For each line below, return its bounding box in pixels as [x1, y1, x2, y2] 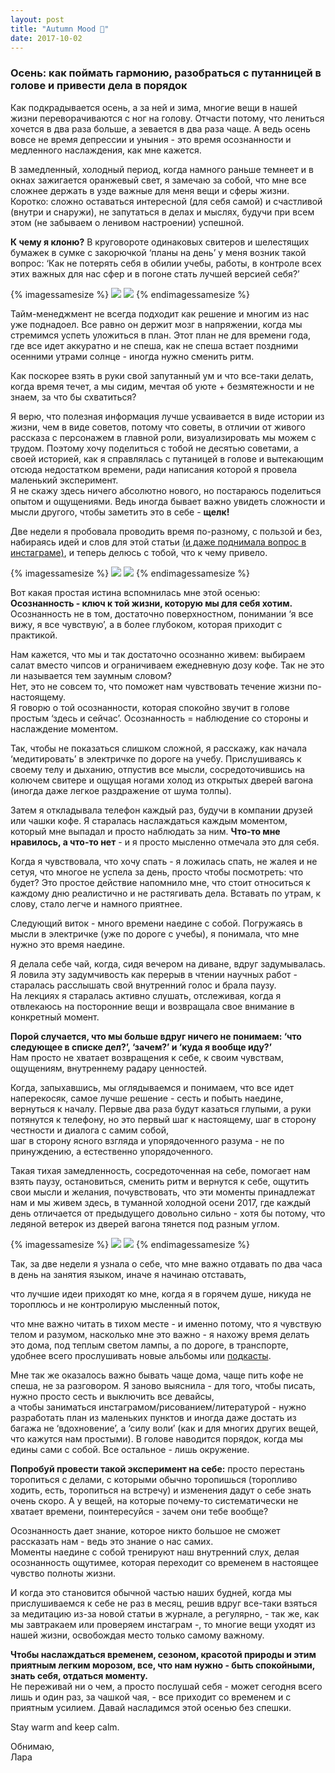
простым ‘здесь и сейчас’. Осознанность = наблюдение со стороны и [10, 712, 309, 724]
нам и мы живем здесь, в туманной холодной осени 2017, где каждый [10, 1196, 312, 1208]
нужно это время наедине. [10, 938, 126, 950]
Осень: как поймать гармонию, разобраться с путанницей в [10, 66, 322, 80]
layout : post [10, 14, 65, 25]
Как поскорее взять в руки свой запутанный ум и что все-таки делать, [10, 369, 314, 381]
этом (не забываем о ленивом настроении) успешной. [10, 216, 245, 228]
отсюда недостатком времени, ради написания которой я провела [10, 463, 298, 475]
